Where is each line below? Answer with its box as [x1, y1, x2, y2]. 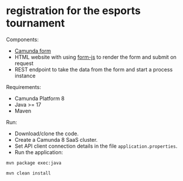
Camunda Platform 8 [14, 95, 65, 102]
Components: [6, 36, 39, 43]
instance [14, 72, 36, 79]
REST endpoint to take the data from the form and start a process [14, 66, 173, 73]
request [14, 60, 33, 67]
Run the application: [14, 148, 63, 156]
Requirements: [6, 83, 41, 90]
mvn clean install [6, 170, 51, 176]
